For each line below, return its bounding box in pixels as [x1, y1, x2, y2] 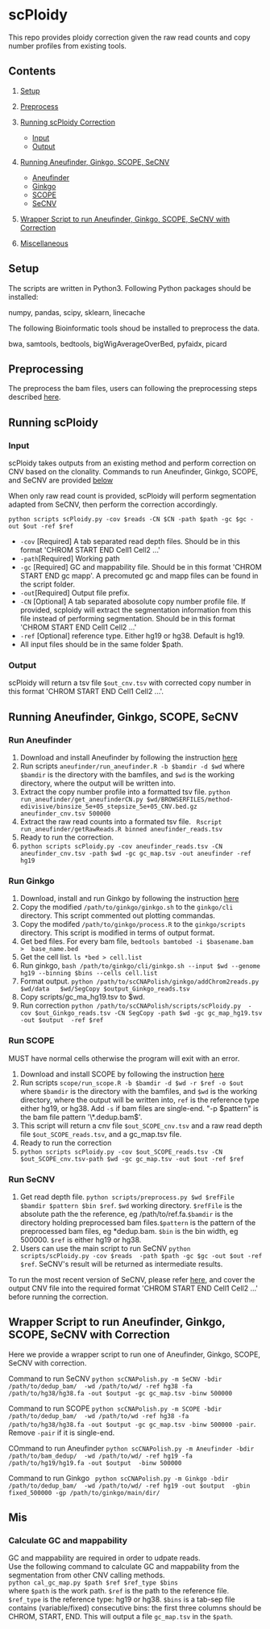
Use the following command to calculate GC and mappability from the [8, 1562, 240, 1572]
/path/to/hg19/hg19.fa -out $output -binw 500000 [8, 1459, 182, 1467]
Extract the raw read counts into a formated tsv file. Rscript [19, 817, 222, 827]
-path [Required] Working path [19, 554, 120, 563]
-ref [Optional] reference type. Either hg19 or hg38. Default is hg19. [19, 631, 245, 641]
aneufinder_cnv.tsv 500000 [19, 810, 111, 818]
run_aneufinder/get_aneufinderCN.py [19, 796, 143, 804]
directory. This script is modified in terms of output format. [19, 928, 215, 938]
